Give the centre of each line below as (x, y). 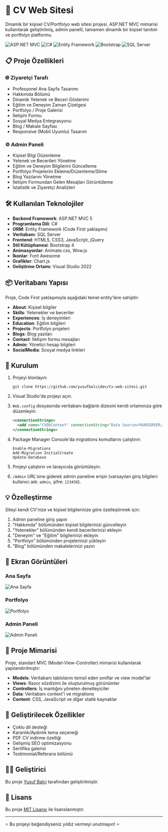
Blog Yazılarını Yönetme (37, 176)
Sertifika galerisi (29, 748)
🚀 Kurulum (22, 365)
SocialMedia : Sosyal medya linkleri (49, 350)
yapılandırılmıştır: (23, 668)
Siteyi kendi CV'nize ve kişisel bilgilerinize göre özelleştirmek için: (73, 510)
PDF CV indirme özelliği (37, 738)
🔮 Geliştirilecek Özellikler (45, 715)
